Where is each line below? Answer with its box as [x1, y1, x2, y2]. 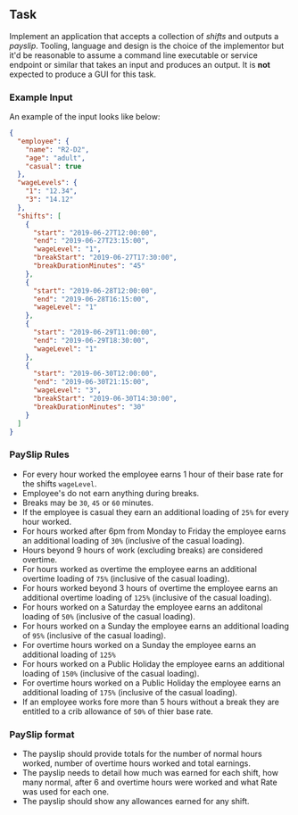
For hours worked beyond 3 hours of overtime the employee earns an [21, 582, 278, 593]
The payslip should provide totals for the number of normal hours [21, 749, 262, 760]
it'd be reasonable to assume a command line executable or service [9, 49, 259, 61]
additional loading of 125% [21, 649, 116, 660]
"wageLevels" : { [17, 179, 78, 187]
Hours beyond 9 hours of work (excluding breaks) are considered [21, 545, 263, 555]
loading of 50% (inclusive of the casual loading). [21, 611, 196, 621]
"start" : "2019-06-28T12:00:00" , [32, 286, 158, 295]
